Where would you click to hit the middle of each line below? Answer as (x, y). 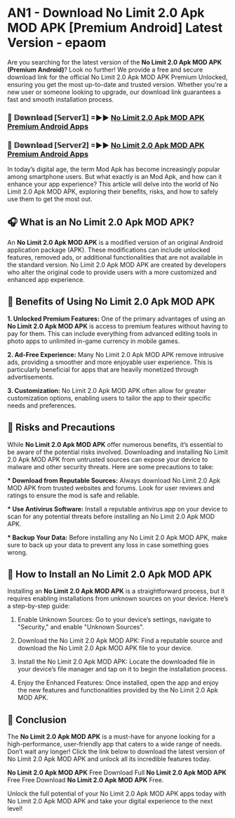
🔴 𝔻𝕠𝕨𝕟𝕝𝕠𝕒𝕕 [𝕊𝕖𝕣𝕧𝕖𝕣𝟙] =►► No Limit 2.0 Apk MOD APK (106, 117)
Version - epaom (57, 43)
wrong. (18, 552)
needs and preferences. (42, 405)
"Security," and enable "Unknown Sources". (81, 627)
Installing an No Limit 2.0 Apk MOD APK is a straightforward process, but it (116, 591)
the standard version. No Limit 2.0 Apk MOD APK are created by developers (117, 264)
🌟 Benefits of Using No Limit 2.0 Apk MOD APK (111, 302)
